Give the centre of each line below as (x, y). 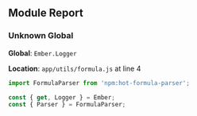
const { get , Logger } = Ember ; (62, 97)
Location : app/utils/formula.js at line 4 (75, 68)
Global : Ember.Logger (42, 53)
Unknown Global (41, 36)
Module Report (46, 13)
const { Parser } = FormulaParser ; (67, 105)
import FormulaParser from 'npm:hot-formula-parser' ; (99, 83)
